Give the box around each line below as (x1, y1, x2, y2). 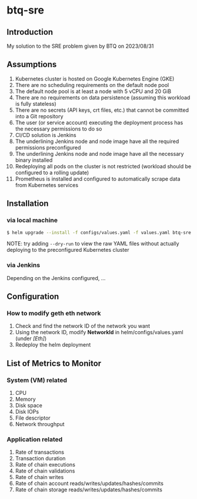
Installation (6, 198, 49, 209)
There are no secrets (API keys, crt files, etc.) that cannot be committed (15, 107, 189, 114)
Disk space (15, 402, 43, 409)
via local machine (6, 216, 58, 224)
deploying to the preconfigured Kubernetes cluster (6, 247, 129, 254)
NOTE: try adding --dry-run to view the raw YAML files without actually (6, 240, 179, 247)
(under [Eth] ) (15, 335, 47, 342)
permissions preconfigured (15, 144, 81, 151)
